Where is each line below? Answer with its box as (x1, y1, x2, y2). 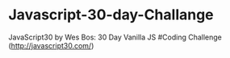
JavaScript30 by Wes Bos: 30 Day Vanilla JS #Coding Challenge (8, 32, 222, 42)
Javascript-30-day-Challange (8, 6, 214, 24)
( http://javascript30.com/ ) (8, 40, 94, 50)
